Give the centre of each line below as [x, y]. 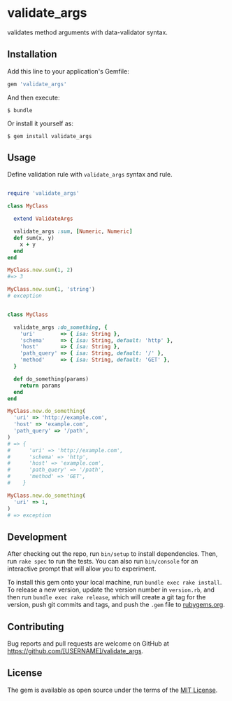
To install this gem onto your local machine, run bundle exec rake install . [115, 583]
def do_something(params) [51, 379]
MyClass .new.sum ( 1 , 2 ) [40, 270]
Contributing [36, 626]
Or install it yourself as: [40, 123]
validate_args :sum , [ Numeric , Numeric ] [73, 232]
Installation [32, 54]
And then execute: [34, 97]
